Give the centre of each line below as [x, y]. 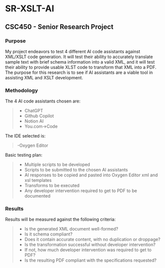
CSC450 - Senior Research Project [59, 27]
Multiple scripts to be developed [57, 165]
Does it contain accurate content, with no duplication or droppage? [92, 239]
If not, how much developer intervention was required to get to [88, 250]
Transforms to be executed [52, 186]
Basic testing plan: [24, 155]
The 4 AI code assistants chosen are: [43, 101]
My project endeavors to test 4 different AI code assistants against [73, 51]
